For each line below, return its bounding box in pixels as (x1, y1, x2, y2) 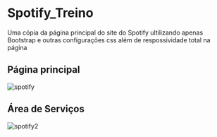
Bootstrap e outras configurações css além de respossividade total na (7, 35, 211, 44)
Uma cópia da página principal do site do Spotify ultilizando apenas (7, 28, 204, 37)
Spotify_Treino (7, 5, 94, 21)
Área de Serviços (7, 103, 85, 115)
